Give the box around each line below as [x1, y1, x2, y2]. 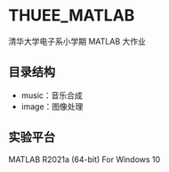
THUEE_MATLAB [8, 5, 135, 26]
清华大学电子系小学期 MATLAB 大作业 [8, 36, 146, 46]
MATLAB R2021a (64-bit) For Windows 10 [8, 153, 161, 165]
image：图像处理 [20, 101, 84, 111]
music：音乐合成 [20, 90, 84, 101]
